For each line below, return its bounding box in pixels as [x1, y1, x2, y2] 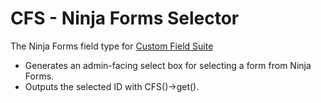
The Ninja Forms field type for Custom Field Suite [10, 40, 214, 52]
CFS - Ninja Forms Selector [10, 7, 240, 30]
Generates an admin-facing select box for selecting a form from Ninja [24, 59, 312, 71]
